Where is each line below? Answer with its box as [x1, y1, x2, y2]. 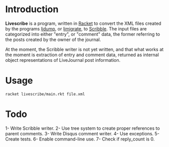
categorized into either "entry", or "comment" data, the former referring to [5, 31, 160, 37]
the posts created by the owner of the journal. [5, 36, 102, 43]
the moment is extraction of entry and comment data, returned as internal [5, 52, 159, 58]
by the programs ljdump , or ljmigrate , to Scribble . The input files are [5, 25, 147, 31]
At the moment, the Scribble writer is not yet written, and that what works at [5, 46, 164, 52]
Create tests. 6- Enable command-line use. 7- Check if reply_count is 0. [5, 136, 155, 142]
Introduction [5, 4, 59, 15]
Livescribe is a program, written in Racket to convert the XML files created [5, 20, 161, 26]
